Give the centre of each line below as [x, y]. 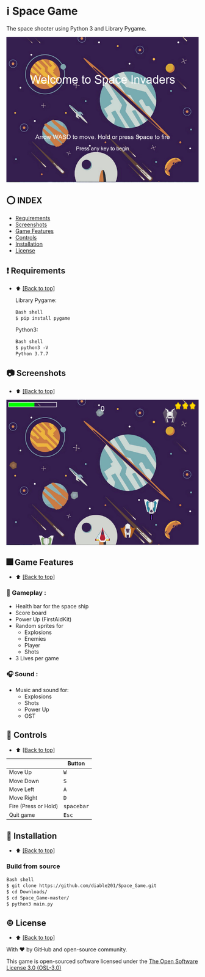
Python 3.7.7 [32, 354]
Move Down [24, 781]
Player [32, 645]
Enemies [35, 638]
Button [76, 764]
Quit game [22, 815]
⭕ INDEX [24, 200]
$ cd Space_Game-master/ [38, 898]
